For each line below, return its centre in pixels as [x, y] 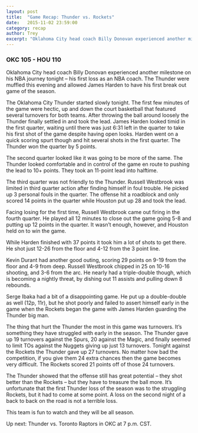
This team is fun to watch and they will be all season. [70, 412]
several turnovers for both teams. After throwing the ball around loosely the [98, 115]
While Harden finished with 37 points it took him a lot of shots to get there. [96, 242]
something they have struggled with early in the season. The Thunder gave [97, 333]
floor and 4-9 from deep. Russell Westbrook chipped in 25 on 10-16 [88, 267]
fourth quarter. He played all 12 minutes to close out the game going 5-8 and [99, 218]
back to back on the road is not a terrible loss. [62, 401]
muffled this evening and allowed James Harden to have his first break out [96, 85]
